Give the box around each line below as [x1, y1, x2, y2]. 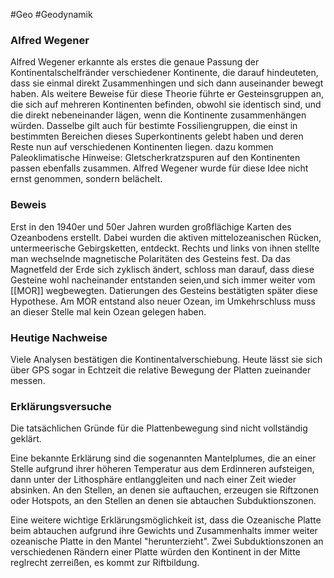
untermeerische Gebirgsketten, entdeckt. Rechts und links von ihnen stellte [10, 242, 320, 254]
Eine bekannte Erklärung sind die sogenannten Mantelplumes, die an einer [10, 452, 317, 464]
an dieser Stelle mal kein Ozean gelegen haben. [10, 305, 207, 318]
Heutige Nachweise [10, 330, 108, 344]
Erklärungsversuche [10, 399, 112, 413]
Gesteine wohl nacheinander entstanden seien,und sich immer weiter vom [10, 274, 316, 286]
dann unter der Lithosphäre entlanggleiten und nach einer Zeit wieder [10, 474, 297, 486]
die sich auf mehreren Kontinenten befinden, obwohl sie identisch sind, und [10, 99, 322, 111]
